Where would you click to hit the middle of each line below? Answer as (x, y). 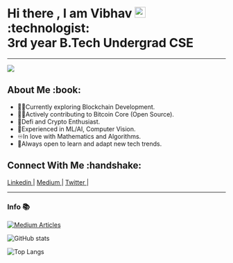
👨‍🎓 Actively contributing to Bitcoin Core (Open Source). (96, 114)
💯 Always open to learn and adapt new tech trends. (89, 144)
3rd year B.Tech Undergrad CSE (101, 43)
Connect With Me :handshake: (75, 166)
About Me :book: (44, 90)
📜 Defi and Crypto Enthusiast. (59, 121)
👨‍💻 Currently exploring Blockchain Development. (86, 107)
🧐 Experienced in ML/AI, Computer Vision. (77, 129)
